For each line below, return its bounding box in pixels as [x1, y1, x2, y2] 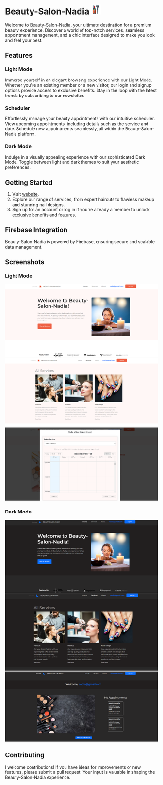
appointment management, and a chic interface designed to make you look [5, 32, 155, 38]
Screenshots [5, 258, 45, 266]
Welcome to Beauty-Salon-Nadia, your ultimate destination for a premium [5, 22, 152, 28]
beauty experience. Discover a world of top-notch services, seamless [5, 27, 145, 33]
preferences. [5, 164, 31, 170]
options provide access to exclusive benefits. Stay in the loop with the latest [5, 87, 157, 93]
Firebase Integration [5, 226, 68, 234]
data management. [5, 244, 43, 250]
